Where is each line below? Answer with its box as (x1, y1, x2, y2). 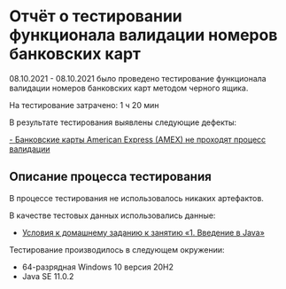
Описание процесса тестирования (9, 169, 213, 184)
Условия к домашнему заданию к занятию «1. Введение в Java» (21, 227, 266, 238)
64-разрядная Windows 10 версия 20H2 (21, 262, 174, 272)
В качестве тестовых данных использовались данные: (9, 210, 216, 221)
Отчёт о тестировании (9, 6, 183, 27)
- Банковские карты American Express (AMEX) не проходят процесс (9, 134, 267, 144)
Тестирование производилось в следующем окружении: (9, 244, 225, 254)
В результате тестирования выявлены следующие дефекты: (9, 117, 237, 128)
